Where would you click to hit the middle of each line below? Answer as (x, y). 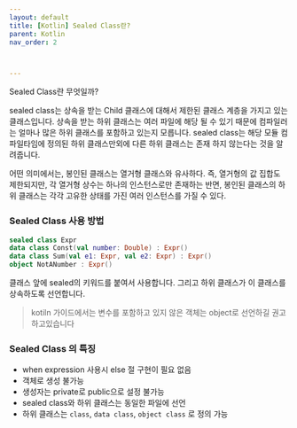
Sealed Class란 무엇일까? (54, 92)
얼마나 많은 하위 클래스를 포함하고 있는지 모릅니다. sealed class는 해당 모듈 (148, 133)
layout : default (39, 17)
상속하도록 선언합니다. (47, 294)
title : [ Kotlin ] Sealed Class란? (70, 26)
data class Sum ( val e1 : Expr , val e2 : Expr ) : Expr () (111, 257)
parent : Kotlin (37, 34)
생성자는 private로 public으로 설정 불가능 (93, 392)
